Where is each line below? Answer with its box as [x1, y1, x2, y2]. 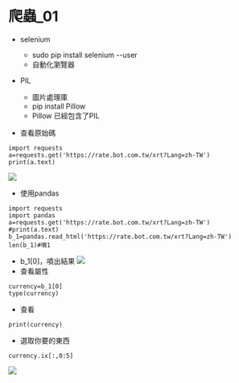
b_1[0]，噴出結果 [19, 256, 75, 266]
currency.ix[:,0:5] [8, 352, 74, 360]
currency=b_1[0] [8, 282, 63, 290]
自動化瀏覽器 [31, 60, 75, 69]
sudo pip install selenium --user [31, 50, 138, 60]
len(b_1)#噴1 [8, 241, 51, 249]
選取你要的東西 [19, 336, 70, 345]
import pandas [8, 211, 56, 220]
